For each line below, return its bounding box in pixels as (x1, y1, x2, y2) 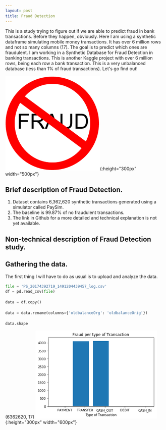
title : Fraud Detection (5, 13, 56, 19)
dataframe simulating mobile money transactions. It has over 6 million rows (5, 38, 161, 45)
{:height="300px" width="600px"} (5, 419, 77, 425)
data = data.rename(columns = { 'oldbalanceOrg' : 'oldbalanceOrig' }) (5, 310, 148, 315)
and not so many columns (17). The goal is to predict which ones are (5, 44, 147, 50)
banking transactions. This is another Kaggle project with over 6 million (5, 55, 153, 61)
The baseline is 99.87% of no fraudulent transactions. (12, 209, 125, 216)
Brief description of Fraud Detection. (5, 185, 123, 194)
